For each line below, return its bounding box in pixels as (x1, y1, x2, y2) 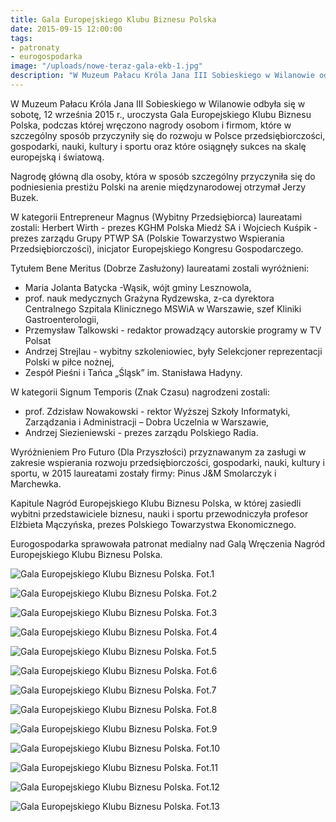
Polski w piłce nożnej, (24, 356, 115, 368)
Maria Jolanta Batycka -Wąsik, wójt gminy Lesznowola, (24, 281, 252, 293)
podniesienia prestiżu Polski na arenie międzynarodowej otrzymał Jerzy (10, 181, 307, 193)
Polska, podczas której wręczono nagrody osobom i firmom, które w (10, 119, 292, 131)
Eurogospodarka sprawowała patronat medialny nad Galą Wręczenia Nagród (10, 537, 326, 550)
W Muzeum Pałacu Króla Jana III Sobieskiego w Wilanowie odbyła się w (10, 97, 306, 110)
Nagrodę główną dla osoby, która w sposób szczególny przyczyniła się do (10, 170, 316, 182)
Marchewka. (10, 477, 62, 490)
